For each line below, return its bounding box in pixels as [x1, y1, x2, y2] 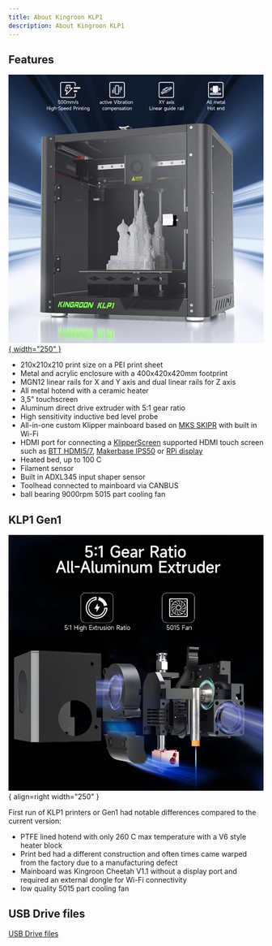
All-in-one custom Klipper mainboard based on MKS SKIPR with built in [19, 421, 257, 430]
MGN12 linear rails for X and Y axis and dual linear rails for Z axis [19, 378, 236, 387]
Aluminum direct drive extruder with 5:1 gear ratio [19, 403, 186, 413]
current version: [8, 816, 62, 826]
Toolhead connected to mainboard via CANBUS [19, 481, 179, 490]
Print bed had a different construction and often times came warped [19, 849, 248, 859]
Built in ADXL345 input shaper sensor [19, 472, 146, 482]
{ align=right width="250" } [8, 792, 100, 801]
